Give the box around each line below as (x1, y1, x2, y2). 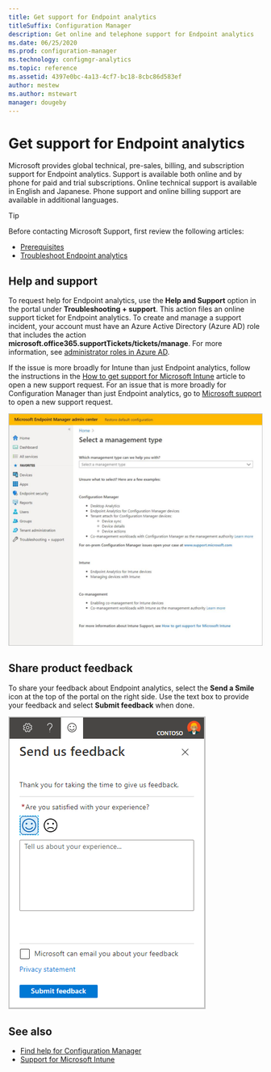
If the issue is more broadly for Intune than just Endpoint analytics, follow (8, 363, 251, 373)
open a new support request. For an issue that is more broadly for (8, 380, 227, 390)
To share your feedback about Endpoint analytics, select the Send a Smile (8, 683, 255, 693)
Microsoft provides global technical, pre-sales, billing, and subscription (8, 161, 244, 171)
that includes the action (8, 330, 87, 340)
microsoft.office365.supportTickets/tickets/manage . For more (8, 339, 223, 348)
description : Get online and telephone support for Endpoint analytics (8, 30, 254, 38)
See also (8, 1025, 52, 1039)
